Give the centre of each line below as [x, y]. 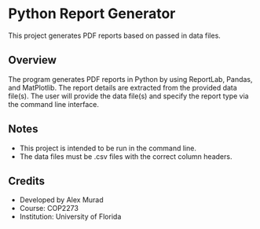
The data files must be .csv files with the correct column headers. [126, 156]
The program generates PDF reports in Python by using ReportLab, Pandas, [130, 79]
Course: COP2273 [49, 209]
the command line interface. [54, 104]
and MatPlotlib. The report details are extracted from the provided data [123, 87]
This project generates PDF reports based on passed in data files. [115, 35]
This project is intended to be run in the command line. [108, 148]
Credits [27, 181]
